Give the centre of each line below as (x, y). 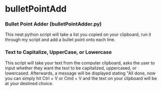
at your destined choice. (29, 83)
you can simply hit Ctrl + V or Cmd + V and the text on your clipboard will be (81, 78)
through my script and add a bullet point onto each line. (60, 40)
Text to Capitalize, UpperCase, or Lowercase (59, 52)
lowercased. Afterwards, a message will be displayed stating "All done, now (80, 73)
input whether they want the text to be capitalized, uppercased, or (71, 68)
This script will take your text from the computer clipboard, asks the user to (80, 63)
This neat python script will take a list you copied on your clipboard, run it (78, 34)
